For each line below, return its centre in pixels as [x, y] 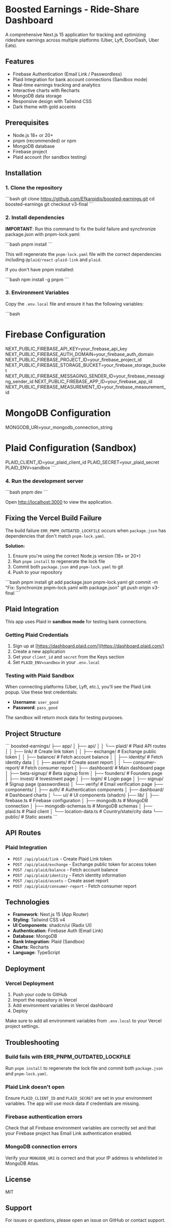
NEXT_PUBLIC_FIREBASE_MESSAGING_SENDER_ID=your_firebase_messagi [85, 376]
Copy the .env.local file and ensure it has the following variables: [75, 304]
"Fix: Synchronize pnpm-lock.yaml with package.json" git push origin [78, 587]
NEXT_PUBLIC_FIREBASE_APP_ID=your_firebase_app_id [93, 381]
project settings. [22, 1026]
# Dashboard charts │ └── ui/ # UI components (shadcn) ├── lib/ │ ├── [82, 795]
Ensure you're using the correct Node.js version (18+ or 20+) [77, 556]
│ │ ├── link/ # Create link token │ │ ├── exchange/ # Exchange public [81, 751]
